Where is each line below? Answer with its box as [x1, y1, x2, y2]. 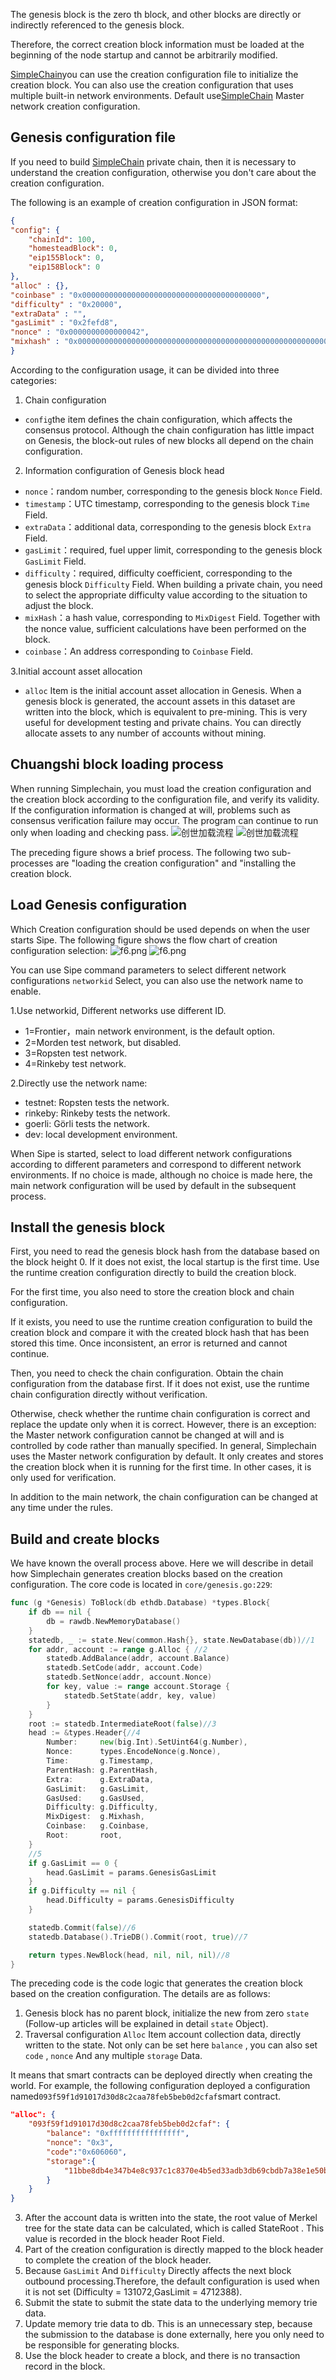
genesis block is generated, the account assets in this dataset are [24, 695, 296, 707]
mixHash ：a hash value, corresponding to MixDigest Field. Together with [24, 611, 321, 623]
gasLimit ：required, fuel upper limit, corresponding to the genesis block [24, 544, 323, 556]
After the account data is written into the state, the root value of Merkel [24, 2212, 318, 2224]
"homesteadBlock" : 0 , [28, 244, 118, 254]
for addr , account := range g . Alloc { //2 [28, 1644, 208, 1654]
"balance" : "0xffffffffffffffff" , [46, 2129, 190, 2139]
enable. [10, 985, 42, 997]
